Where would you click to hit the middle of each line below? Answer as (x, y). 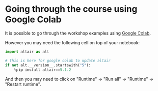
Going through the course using (71, 9)
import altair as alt (27, 52)
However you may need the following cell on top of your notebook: (72, 42)
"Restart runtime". (23, 84)
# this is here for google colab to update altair (58, 61)
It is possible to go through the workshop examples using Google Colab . (78, 33)
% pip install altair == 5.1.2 (42, 70)
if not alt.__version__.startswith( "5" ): (48, 65)
